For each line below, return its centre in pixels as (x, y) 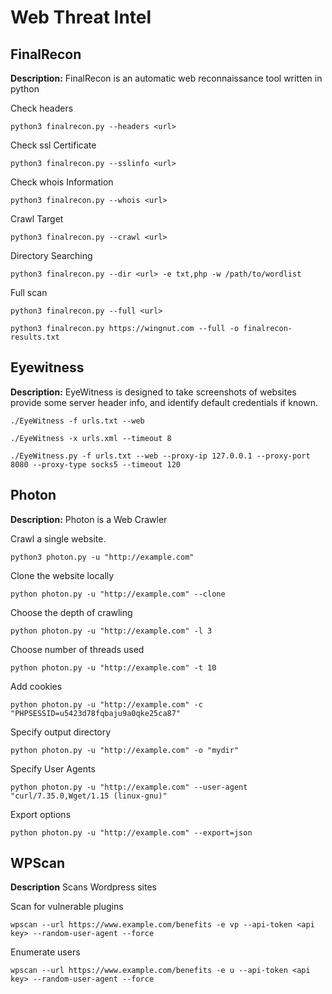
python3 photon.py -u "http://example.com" (102, 557)
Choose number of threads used (77, 649)
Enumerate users (45, 952)
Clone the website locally (62, 575)
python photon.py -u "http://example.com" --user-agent (129, 787)
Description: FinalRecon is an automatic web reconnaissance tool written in (166, 78)
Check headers (42, 108)
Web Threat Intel (81, 17)
